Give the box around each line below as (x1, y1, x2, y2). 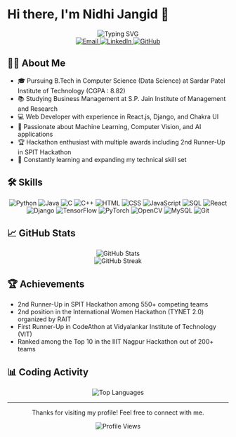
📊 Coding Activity (7, 366, 89, 378)
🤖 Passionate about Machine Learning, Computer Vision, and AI (17, 122, 202, 130)
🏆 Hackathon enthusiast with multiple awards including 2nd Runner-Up (17, 137, 226, 146)
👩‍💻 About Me (7, 58, 66, 69)
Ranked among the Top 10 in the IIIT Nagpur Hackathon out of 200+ (17, 337, 214, 346)
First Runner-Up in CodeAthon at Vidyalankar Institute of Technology (17, 323, 216, 331)
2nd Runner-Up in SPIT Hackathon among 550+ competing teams (17, 300, 209, 309)
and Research (17, 105, 58, 113)
